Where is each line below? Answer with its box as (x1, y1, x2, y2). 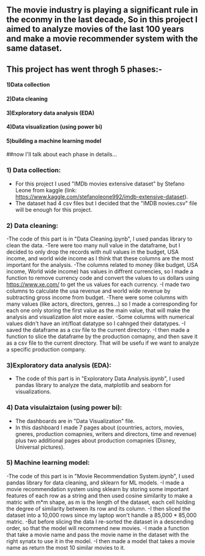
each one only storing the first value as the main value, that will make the (6, 306, 190, 314)
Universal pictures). (15, 443, 65, 451)
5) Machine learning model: (6, 459, 90, 467)
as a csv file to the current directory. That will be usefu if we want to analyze (6, 339, 199, 347)
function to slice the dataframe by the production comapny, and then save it (6, 332, 198, 340)
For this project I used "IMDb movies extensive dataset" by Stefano (15, 180, 185, 187)
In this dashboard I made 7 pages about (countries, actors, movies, (15, 424, 184, 431)
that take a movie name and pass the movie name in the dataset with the (6, 531, 189, 538)
